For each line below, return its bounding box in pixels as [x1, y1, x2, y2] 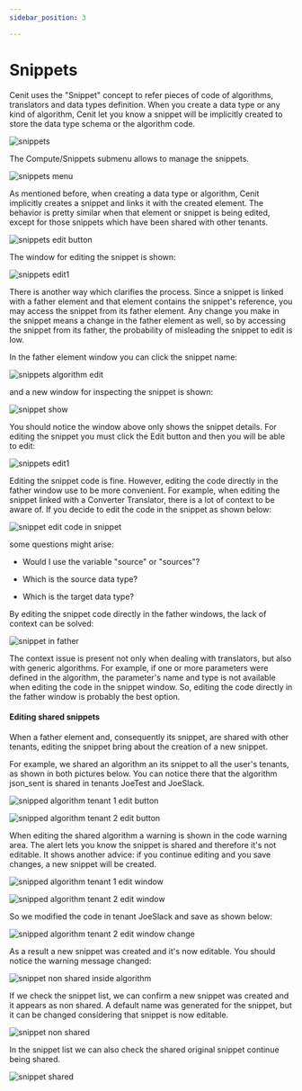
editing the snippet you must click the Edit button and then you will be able [9, 431, 286, 442]
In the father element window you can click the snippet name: [9, 352, 238, 362]
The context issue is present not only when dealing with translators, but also [9, 653, 292, 664]
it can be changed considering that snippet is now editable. [9, 1009, 229, 1020]
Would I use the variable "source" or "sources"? [22, 556, 200, 567]
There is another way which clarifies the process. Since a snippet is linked [9, 286, 284, 297]
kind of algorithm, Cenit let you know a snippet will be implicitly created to [9, 109, 283, 120]
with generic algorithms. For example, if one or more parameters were [9, 662, 269, 673]
